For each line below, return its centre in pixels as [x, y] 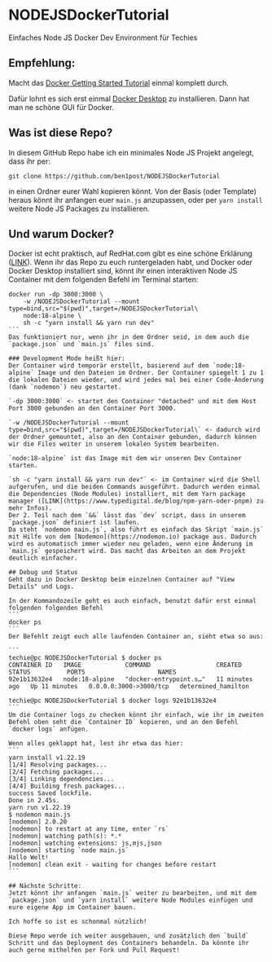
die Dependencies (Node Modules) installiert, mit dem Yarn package [127, 494]
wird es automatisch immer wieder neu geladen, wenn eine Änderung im [131, 544]
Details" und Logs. [42, 587]
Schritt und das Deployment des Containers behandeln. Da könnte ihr [129, 943]
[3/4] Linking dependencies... [61, 780]
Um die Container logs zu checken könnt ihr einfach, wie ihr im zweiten [136, 715]
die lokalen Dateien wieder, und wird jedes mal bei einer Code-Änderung [136, 380]
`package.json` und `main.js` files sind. [81, 345]
